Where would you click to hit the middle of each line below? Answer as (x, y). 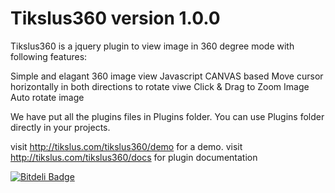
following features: (49, 56)
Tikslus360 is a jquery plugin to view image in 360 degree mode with (152, 46)
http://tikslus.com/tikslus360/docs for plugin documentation (134, 157)
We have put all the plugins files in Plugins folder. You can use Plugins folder (167, 116)
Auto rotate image (47, 97)
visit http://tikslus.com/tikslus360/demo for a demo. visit (126, 146)
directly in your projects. (60, 127)
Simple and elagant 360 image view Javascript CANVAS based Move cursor (167, 76)
